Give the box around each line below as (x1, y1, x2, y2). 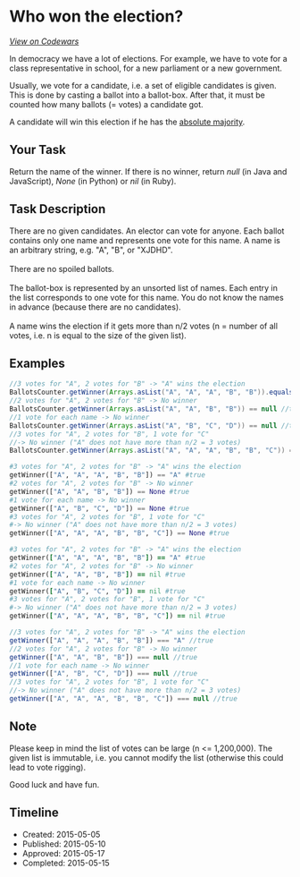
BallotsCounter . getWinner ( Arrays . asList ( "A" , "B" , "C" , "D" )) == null (9, 421, 278, 430)
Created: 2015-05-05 (21, 829, 101, 839)
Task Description (9, 201, 106, 217)
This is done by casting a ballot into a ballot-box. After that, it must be (9, 89, 265, 100)
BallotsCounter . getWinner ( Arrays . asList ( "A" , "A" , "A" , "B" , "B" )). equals (9, 387, 294, 397)
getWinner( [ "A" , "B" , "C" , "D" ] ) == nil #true (9, 586, 186, 596)
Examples (9, 355, 65, 370)
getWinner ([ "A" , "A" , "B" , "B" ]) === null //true (9, 652, 198, 661)
